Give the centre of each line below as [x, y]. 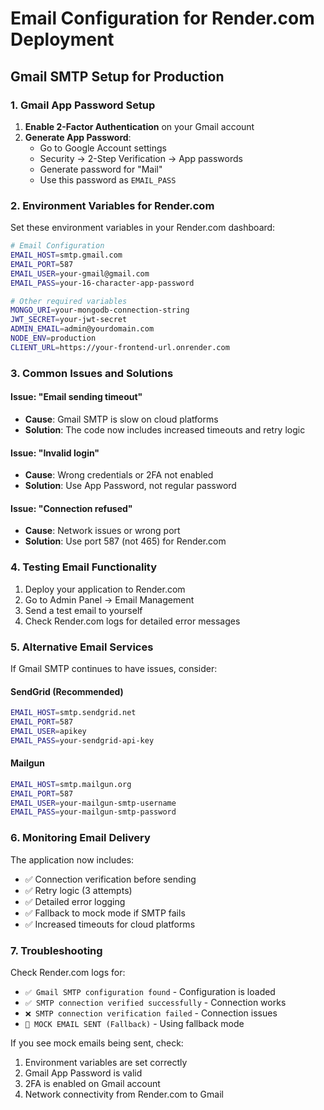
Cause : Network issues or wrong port [102, 531]
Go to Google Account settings [103, 148]
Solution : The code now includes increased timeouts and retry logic [165, 429]
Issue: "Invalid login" [55, 453]
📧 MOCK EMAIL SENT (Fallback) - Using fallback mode [134, 1023]
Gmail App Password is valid [83, 1073]
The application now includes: [72, 859]
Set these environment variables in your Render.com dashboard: [143, 228]
